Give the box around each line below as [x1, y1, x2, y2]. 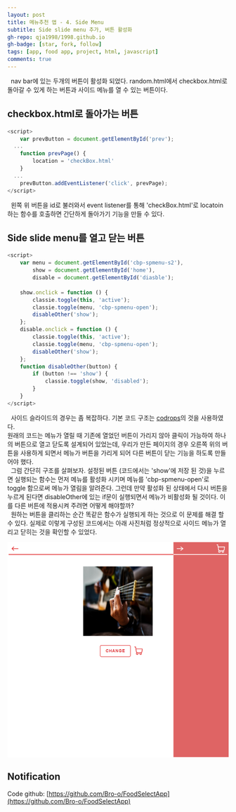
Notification [7, 771, 61, 783]
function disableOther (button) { [20, 363, 118, 370]
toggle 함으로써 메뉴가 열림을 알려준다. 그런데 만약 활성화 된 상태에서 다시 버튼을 [7, 484, 228, 492]
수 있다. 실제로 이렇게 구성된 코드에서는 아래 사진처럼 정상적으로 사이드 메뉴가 [7, 519, 219, 527]
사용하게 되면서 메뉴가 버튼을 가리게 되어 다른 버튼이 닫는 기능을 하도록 [20, 448, 214, 457]
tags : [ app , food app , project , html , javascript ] [7, 48, 159, 55]
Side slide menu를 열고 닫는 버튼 [7, 232, 145, 244]
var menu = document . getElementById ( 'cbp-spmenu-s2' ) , [20, 260, 184, 267]
